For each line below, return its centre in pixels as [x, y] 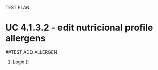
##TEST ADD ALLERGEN [31, 52]
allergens [25, 39]
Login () [21, 62]
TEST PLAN [18, 7]
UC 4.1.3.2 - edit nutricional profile [79, 28]
